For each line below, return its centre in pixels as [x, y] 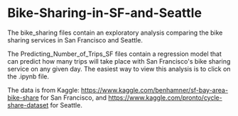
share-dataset [28, 105]
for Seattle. [66, 105]
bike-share [23, 98]
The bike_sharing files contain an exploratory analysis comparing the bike [115, 33]
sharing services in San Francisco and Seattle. [75, 40]
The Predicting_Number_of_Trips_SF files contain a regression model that [115, 54]
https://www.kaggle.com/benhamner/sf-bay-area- [155, 90]
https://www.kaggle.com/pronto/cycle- [165, 98]
